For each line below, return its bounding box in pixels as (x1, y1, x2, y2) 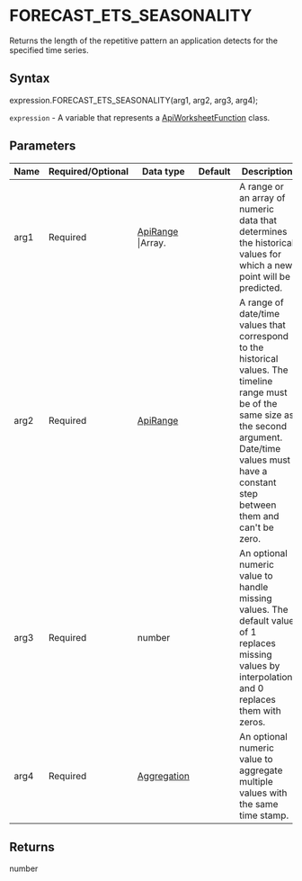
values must (239, 454, 290, 466)
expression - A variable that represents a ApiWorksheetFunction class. (9, 112, 271, 122)
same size (239, 409, 282, 421)
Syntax (9, 71, 50, 86)
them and (239, 509, 280, 522)
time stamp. (239, 809, 289, 822)
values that (239, 319, 286, 331)
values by (239, 659, 280, 671)
